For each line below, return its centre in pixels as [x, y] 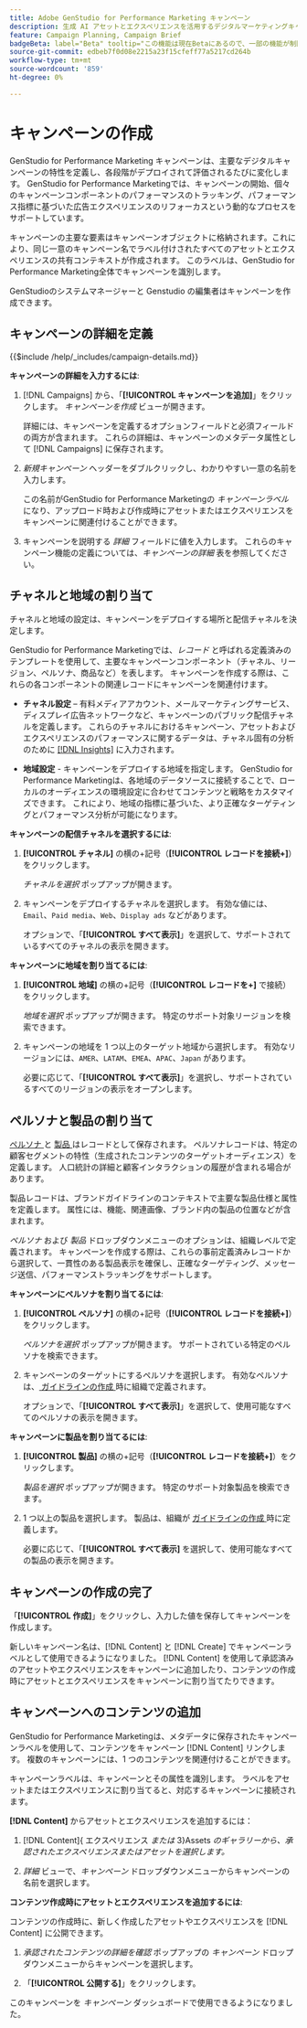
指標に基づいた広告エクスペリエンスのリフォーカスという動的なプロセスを [157, 206]
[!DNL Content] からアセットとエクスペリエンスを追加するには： [132, 1820]
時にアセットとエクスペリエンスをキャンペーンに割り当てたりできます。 [144, 1681]
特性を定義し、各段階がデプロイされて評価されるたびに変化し [165, 172]
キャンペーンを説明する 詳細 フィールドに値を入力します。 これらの [149, 541]
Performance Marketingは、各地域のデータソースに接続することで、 [151, 780]
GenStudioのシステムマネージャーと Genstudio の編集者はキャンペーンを [146, 291]
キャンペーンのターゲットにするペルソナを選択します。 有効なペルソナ [155, 1375]
